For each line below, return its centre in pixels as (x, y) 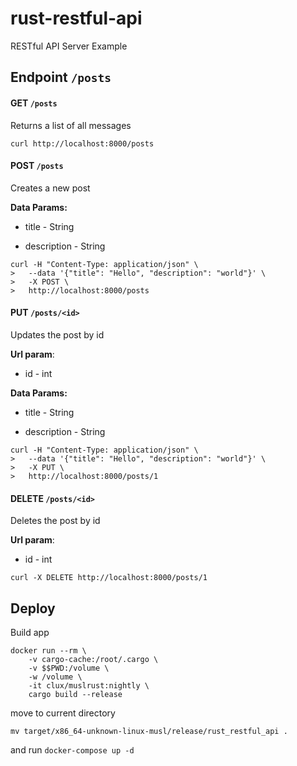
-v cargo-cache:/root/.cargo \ (93, 659)
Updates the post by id (57, 334)
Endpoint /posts (61, 77)
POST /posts (37, 166)
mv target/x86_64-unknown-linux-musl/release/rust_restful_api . (149, 731)
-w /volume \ (55, 677)
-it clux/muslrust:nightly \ (89, 685)
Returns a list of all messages (71, 125)
